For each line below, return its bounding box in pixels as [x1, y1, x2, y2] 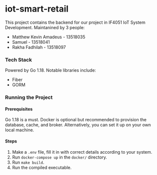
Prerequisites [5, 106, 33, 112]
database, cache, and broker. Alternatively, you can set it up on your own [5, 122, 151, 128]
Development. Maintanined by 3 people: [5, 24, 85, 30]
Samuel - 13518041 [12, 39, 50, 45]
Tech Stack [5, 56, 32, 63]
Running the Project [5, 94, 53, 101]
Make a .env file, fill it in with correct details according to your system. [12, 149, 153, 155]
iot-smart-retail [5, 3, 69, 15]
